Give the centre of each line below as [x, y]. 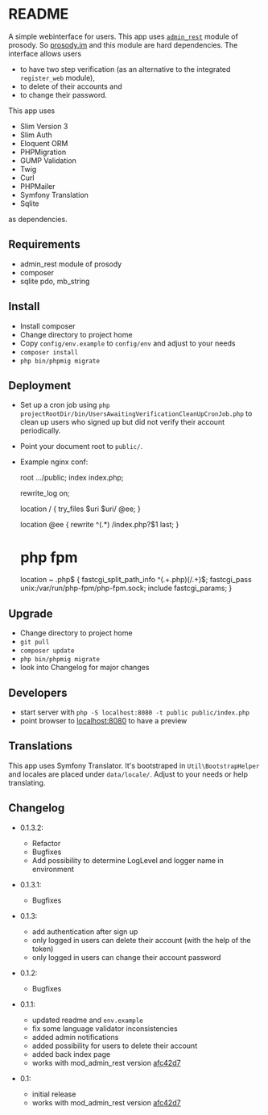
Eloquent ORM [44, 143]
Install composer [47, 326]
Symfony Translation [54, 195]
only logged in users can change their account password [126, 957]
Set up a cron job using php [65, 405]
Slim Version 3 [44, 126]
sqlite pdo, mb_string [55, 281]
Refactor [46, 843]
